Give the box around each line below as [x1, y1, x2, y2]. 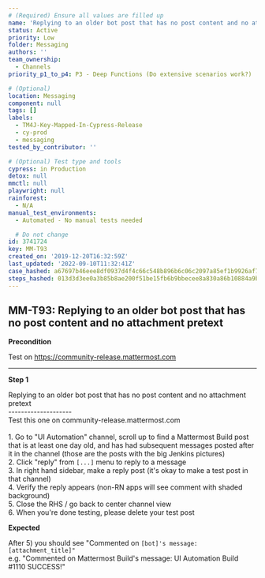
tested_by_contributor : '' [8, 143, 97, 151]
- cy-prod [15, 129, 47, 137]
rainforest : [8, 194, 47, 202]
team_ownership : [8, 56, 62, 64]
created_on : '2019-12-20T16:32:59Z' [8, 253, 129, 261]
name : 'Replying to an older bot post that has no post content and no [8, 19, 248, 27]
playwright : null [8, 187, 65, 195]
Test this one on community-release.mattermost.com [8, 415, 181, 425]
